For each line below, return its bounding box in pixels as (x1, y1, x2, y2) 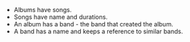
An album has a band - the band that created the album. (13, 20, 174, 28)
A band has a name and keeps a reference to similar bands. (13, 27, 183, 35)
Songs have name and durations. (13, 13, 108, 21)
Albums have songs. (13, 6, 72, 14)
